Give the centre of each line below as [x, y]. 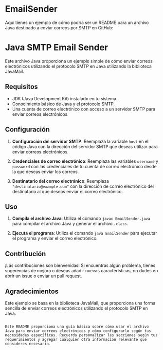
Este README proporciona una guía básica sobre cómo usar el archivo [77, 327]
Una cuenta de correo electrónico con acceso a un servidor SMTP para [84, 109]
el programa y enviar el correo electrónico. [55, 239]
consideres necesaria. [28, 344]
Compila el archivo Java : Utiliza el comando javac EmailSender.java [81, 219]
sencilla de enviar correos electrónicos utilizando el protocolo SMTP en [77, 308]
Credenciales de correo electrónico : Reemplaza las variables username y [85, 161]
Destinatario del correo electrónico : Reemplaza [61, 181]
